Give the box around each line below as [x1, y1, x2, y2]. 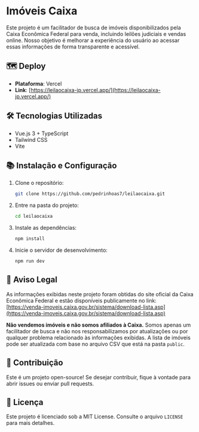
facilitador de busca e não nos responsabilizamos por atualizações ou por [6, 327, 188, 334]
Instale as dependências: [14, 224, 76, 232]
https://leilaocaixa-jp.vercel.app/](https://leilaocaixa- [30, 86, 161, 93]
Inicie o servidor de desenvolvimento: [14, 247, 108, 254]
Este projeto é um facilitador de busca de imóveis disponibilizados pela [6, 24, 181, 31]
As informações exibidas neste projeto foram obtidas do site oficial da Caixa [6, 290, 194, 297]
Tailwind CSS [14, 136, 48, 143]
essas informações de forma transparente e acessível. [6, 43, 140, 50]
